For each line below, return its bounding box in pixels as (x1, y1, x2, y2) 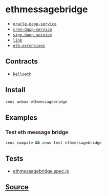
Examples (5, 113, 37, 122)
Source (5, 183, 29, 191)
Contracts (5, 57, 38, 66)
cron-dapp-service (12, 27, 52, 32)
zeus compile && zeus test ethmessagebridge (5, 140, 102, 145)
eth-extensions (12, 43, 46, 48)
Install (5, 85, 26, 94)
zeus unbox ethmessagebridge (5, 99, 68, 104)
